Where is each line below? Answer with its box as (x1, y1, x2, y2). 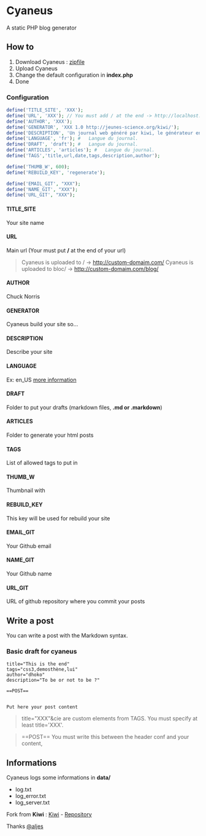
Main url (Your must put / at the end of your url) (6, 246, 126, 254)
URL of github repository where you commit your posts (6, 598, 145, 605)
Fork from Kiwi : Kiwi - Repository (6, 811, 92, 818)
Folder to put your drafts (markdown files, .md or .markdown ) (6, 404, 162, 411)
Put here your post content (6, 704, 78, 710)
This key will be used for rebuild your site (6, 514, 110, 522)
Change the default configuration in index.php (15, 71, 133, 79)
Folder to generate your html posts (6, 431, 94, 439)
